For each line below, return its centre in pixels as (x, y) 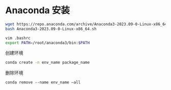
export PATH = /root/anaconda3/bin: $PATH (48, 43)
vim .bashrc (18, 38)
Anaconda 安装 (38, 10)
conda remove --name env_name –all (43, 82)
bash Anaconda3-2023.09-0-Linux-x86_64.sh (51, 29)
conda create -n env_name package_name (48, 63)
